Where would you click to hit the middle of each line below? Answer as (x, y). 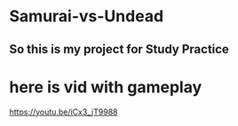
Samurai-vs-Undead (87, 16)
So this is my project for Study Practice (119, 49)
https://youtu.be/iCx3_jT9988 (63, 112)
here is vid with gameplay (106, 87)
